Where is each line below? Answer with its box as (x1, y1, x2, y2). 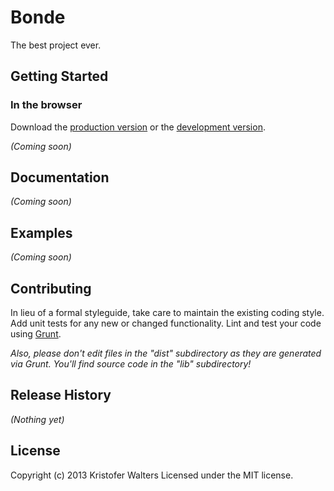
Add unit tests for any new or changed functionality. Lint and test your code (10, 317, 322, 330)
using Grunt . (10, 328, 62, 340)
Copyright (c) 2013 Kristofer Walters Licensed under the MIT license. (10, 469, 294, 481)
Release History (10, 387, 112, 404)
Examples (10, 224, 73, 241)
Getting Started (10, 68, 109, 85)
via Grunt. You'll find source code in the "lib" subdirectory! (10, 358, 252, 370)
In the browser (10, 98, 83, 112)
